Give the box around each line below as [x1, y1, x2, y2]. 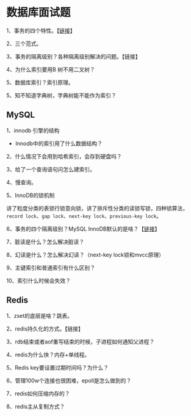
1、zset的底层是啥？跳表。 [6, 312, 73, 319]
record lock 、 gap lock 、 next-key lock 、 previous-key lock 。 [6, 212, 162, 220]
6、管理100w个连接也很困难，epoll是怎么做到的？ [6, 376, 132, 384]
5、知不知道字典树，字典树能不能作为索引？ [6, 91, 117, 99]
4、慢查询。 [6, 178, 37, 186]
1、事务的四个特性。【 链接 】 [6, 27, 76, 34]
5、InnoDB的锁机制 [6, 192, 55, 199]
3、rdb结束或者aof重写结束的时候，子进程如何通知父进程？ [6, 338, 155, 345]
